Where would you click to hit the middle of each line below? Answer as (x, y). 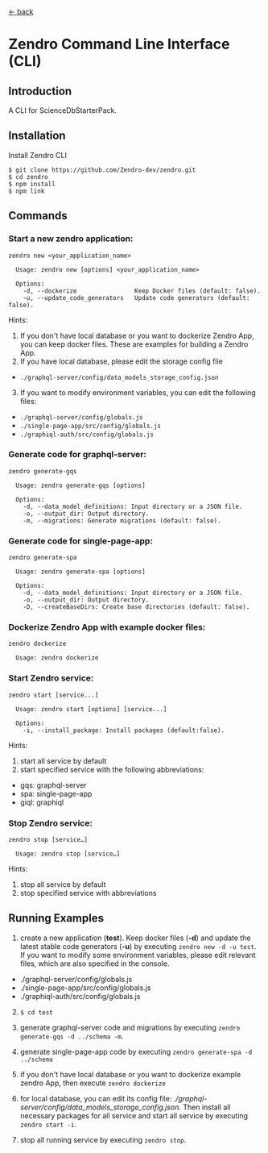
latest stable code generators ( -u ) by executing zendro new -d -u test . (138, 946)
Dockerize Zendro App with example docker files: (107, 627)
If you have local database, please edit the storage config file (121, 361)
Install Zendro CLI (37, 155)
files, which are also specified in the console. (95, 964)
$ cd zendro (28, 177)
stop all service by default (63, 884)
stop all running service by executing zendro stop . (103, 1139)
